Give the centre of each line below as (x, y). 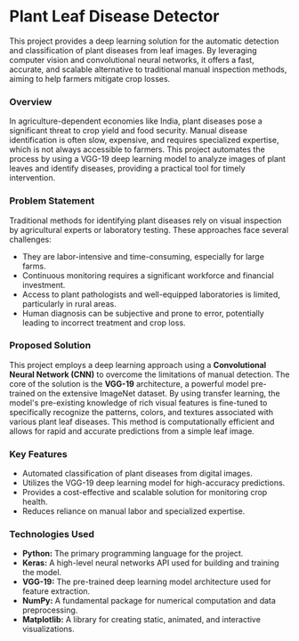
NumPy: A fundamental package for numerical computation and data (149, 601)
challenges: (30, 239)
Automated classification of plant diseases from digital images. (137, 474)
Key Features (39, 453)
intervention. (32, 178)
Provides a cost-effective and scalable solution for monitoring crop (145, 493)
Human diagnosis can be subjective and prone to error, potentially (143, 313)
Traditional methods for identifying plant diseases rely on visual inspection (145, 220)
